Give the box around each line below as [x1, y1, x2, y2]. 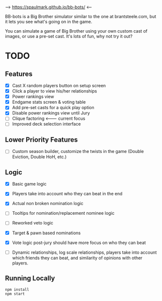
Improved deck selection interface [12, 121, 81, 127]
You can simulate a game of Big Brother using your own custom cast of [5, 28, 147, 34]
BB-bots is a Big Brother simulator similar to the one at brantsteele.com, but [5, 14, 157, 19]
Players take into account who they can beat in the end [12, 191, 123, 197]
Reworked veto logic [12, 220, 54, 226]
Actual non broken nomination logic [12, 201, 84, 207]
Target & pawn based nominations [12, 230, 81, 236]
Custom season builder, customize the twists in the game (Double [12, 149, 144, 154]
